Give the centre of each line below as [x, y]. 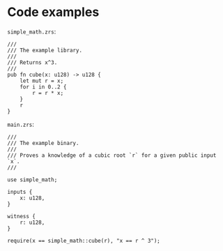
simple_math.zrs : [32, 31]
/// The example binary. [43, 143]
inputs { [20, 192]
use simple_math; [32, 180]
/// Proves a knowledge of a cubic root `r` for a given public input [112, 155]
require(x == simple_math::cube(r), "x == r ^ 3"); [84, 241]
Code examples [53, 12]
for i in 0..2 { [44, 87]
